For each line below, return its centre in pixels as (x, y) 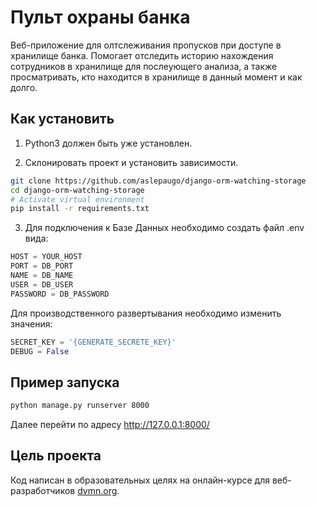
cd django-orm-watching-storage (77, 190)
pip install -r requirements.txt (80, 209)
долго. (24, 87)
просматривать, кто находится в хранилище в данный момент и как (156, 77)
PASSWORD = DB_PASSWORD (60, 294)
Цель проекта (56, 456)
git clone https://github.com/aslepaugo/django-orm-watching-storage (158, 181)
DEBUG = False (40, 351)
